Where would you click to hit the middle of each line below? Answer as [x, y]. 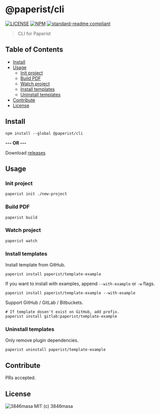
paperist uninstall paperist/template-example [56, 350]
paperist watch [21, 241]
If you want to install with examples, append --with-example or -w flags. [80, 284]
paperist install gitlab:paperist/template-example [61, 317]
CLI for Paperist [34, 33]
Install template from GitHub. [35, 265]
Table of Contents [34, 50]
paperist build [21, 217]
